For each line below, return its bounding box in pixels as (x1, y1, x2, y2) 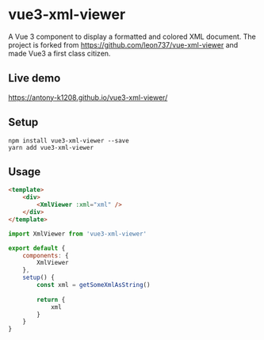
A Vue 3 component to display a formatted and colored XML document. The (8, 32, 256, 41)
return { (36, 296, 66, 304)
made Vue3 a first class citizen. (8, 48, 111, 58)
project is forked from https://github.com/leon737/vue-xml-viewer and (8, 40, 239, 49)
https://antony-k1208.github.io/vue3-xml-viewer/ (8, 93, 168, 102)
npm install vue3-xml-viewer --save (8, 136, 129, 144)
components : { (22, 251, 69, 259)
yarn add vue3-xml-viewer (8, 143, 94, 151)
